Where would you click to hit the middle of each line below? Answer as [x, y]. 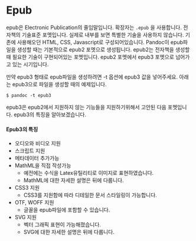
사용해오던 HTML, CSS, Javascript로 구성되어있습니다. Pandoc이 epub [100, 42]
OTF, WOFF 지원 [34, 203]
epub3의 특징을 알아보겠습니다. [50, 114]
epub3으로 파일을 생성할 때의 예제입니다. [60, 84]
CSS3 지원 [27, 188]
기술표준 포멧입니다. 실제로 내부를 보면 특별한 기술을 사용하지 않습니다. [103, 35]
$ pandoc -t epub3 [29, 95]
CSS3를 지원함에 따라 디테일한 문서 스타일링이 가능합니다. [90, 195]
